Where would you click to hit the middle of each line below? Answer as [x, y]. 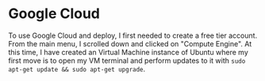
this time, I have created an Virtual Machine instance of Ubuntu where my [128, 52]
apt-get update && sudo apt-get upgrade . [77, 68]
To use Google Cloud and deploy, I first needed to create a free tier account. [133, 35]
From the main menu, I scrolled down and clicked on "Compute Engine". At [130, 43]
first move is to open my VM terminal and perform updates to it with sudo [127, 61]
